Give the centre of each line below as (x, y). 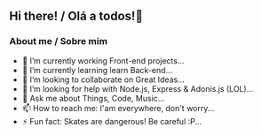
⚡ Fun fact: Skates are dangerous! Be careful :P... (112, 121)
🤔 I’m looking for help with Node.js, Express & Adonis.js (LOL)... (138, 88)
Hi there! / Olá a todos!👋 (76, 16)
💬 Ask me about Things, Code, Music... (93, 98)
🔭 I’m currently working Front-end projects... (103, 60)
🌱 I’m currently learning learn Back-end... (97, 70)
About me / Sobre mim (59, 41)
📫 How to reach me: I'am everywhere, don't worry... (118, 108)
